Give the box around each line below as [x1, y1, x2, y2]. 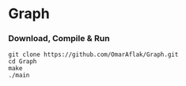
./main [8, 72, 30, 80]
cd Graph [8, 58, 37, 65]
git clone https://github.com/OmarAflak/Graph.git [8, 50, 179, 59]
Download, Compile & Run [8, 33, 110, 44]
